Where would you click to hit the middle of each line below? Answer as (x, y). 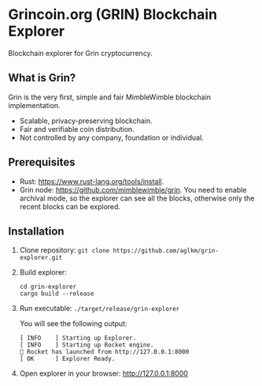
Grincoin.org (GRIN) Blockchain (113, 15)
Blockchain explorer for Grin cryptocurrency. (81, 53)
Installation (36, 231)
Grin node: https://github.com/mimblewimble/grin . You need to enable (133, 189)
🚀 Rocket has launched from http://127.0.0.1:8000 (104, 352)
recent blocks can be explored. (70, 206)
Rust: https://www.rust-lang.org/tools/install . (92, 181)
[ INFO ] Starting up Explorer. (78, 338)
